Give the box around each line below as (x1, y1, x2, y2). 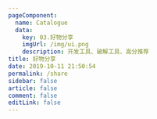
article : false (8, 84, 58, 92)
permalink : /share (8, 70, 68, 78)
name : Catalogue (15, 19, 68, 27)
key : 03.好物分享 (22, 33, 74, 41)
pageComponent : (8, 11, 58, 20)
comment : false (8, 92, 58, 99)
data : (15, 26, 34, 34)
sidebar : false (8, 77, 58, 85)
